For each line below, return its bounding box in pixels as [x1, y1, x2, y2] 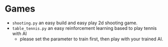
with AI [12, 30, 27, 36]
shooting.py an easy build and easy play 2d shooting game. [12, 20, 138, 26]
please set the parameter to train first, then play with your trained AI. [19, 36, 163, 42]
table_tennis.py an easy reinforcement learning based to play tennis [12, 25, 157, 31]
